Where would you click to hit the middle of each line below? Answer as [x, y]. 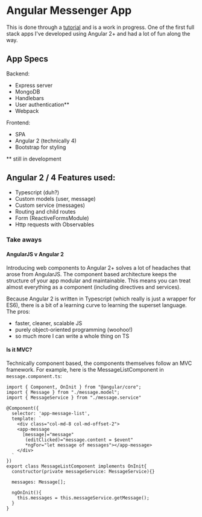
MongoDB [27, 92]
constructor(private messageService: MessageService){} [83, 471]
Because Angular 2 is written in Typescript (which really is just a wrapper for [101, 299]
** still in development [34, 159]
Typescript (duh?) [37, 192]
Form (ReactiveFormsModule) [52, 218]
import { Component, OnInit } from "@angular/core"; [74, 387]
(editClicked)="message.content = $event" [79, 440]
